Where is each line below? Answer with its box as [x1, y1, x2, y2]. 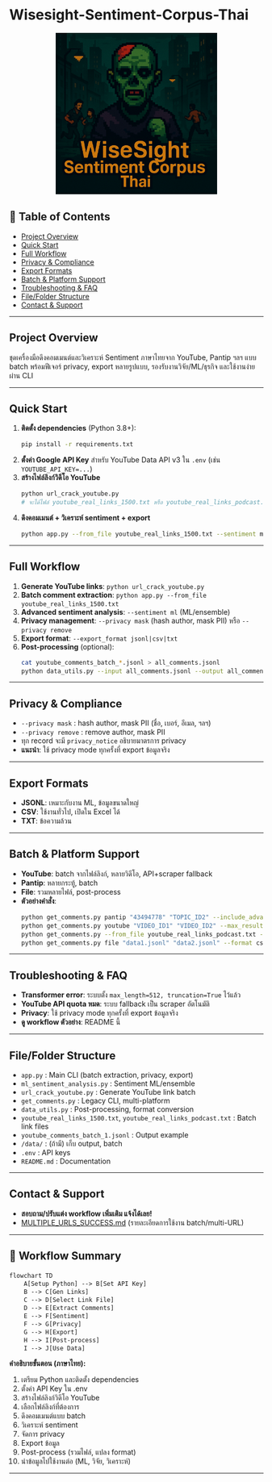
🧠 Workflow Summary [9, 1249, 122, 1263]
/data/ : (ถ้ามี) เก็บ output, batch [20, 1139, 123, 1148]
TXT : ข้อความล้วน [20, 816, 72, 826]
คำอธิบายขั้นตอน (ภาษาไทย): [9, 1358, 86, 1368]
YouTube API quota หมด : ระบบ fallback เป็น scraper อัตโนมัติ [20, 999, 211, 1009]
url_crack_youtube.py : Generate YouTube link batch [20, 1087, 196, 1096]
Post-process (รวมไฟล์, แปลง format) [20, 1447, 136, 1457]
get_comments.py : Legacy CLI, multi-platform [20, 1096, 170, 1105]
